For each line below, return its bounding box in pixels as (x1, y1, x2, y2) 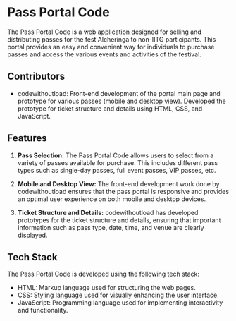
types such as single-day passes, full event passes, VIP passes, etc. (17, 166, 216, 174)
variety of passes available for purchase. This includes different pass (17, 158, 218, 166)
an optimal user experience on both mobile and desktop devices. (17, 195, 206, 203)
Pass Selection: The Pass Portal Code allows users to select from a (17, 151, 214, 159)
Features (7, 132, 47, 145)
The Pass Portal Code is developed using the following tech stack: (7, 269, 199, 279)
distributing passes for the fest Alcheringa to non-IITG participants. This (7, 35, 216, 43)
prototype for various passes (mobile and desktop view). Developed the (17, 97, 227, 105)
